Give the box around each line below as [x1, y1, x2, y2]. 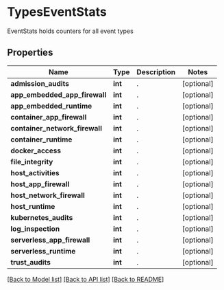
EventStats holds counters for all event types [7, 27, 134, 35]
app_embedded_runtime [10, 101, 92, 111]
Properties [7, 47, 53, 58]
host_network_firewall [10, 190, 86, 200]
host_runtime [10, 201, 55, 211]
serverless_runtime [10, 246, 76, 256]
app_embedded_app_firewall [10, 90, 107, 100]
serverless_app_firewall [10, 235, 90, 245]
